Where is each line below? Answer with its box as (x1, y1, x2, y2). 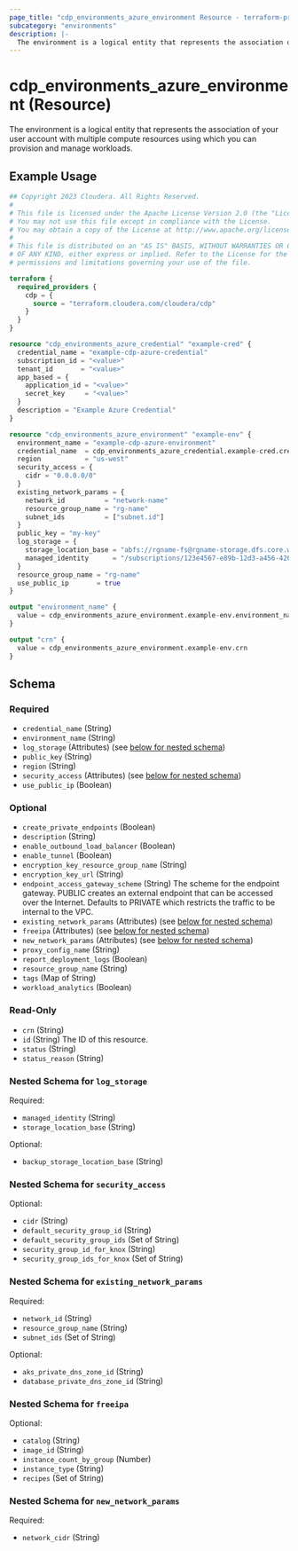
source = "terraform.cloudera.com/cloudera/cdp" (32, 299, 216, 308)
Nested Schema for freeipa (9, 1397, 129, 1410)
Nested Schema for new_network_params (9, 1494, 180, 1507)
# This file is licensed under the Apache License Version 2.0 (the (9, 209, 268, 217)
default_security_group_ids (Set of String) (21, 1234, 180, 1245)
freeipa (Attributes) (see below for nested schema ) (21, 925, 210, 936)
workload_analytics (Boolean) (21, 982, 132, 993)
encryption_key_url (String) (21, 869, 124, 879)
